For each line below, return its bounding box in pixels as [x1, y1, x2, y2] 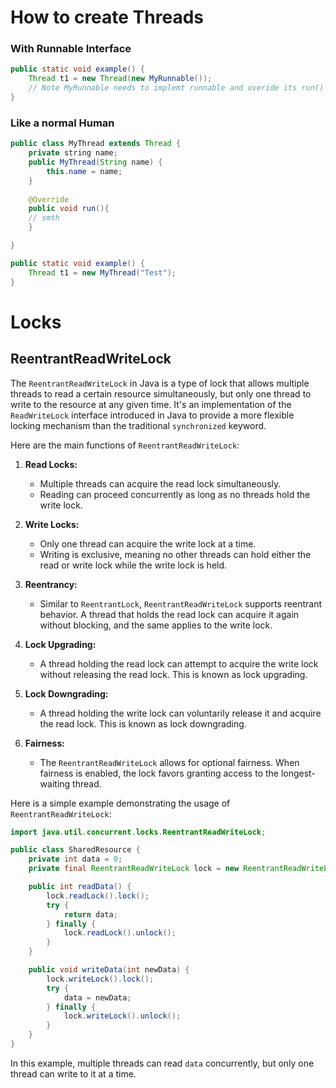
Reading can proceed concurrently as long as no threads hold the [39, 488, 311, 500]
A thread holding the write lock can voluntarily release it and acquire [39, 707, 322, 719]
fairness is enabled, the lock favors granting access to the [39, 767, 279, 779]
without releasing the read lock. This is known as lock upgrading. [39, 668, 308, 680]
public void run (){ [28, 204, 110, 214]
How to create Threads [10, 6, 204, 29]
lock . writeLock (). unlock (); [63, 1011, 182, 1021]
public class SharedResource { [10, 845, 141, 855]
